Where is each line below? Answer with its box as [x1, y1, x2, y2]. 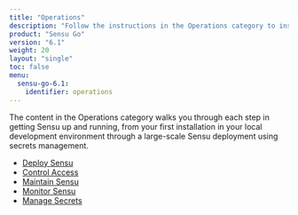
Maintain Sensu [21, 176, 80, 187]
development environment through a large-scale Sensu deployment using [9, 131, 278, 141]
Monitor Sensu [21, 186, 76, 196]
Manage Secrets [21, 195, 82, 205]
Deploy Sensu [21, 157, 74, 168]
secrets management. [9, 139, 89, 151]
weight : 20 [9, 46, 50, 55]
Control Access [21, 166, 79, 178]
